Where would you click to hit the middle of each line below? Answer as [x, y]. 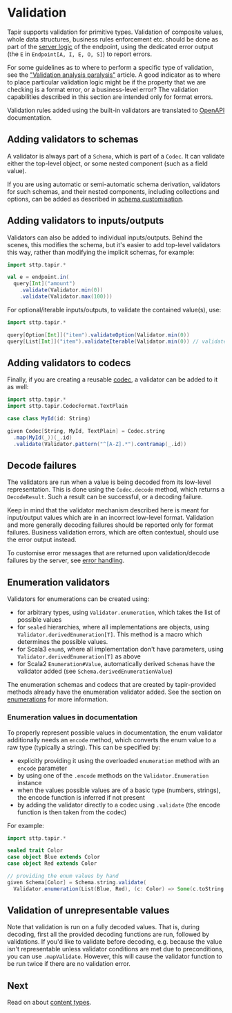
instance [29, 782]
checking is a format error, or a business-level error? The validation [103, 89]
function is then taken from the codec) [72, 812]
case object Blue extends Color [54, 857]
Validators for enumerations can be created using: [78, 599]
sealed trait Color [35, 851]
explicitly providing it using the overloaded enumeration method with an [118, 760]
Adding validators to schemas [73, 140]
